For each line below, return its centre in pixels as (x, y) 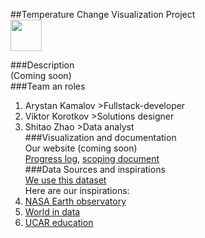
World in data (52, 212)
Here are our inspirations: (77, 190)
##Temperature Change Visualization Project (103, 14)
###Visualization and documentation (100, 137)
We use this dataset (65, 180)
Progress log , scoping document (92, 158)
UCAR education (59, 222)
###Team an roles (48, 86)
